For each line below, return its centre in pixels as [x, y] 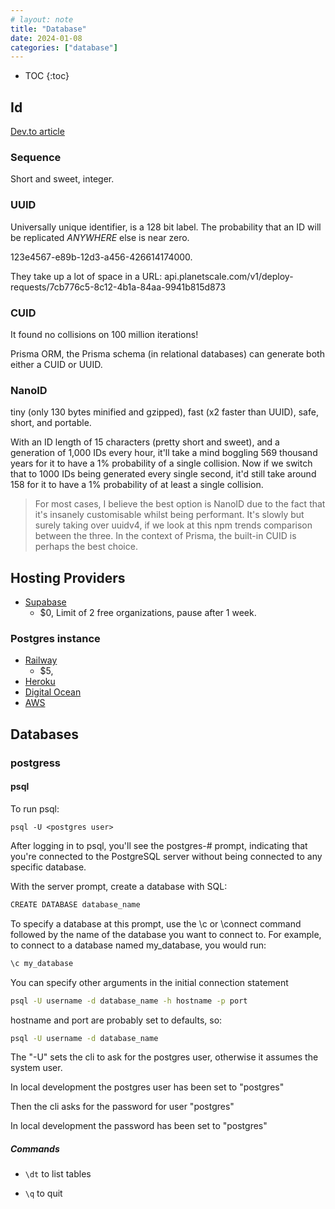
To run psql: [35, 808]
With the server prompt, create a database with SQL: [119, 886]
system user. [36, 1068]
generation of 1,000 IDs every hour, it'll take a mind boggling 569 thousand [164, 453]
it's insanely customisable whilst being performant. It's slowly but [169, 515]
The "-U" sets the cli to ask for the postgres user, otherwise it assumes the [164, 1057]
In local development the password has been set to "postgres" [139, 1126]
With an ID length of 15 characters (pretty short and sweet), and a [145, 442]
